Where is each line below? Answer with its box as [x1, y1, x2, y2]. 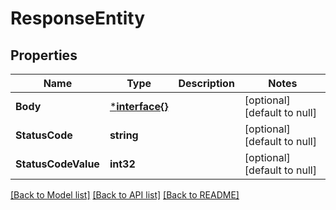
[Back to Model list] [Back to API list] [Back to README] [10, 189, 240, 201]
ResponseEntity [10, 7, 146, 30]
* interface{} [109, 100, 169, 113]
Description [178, 77, 235, 90]
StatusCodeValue [15, 157, 100, 171]
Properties [10, 47, 78, 64]
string [109, 128, 139, 142]
